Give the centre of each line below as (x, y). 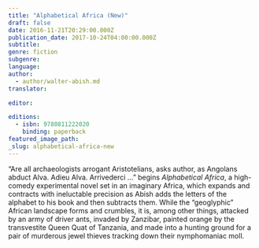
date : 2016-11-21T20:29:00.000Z (61, 30)
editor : (21, 103)
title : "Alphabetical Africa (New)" (68, 15)
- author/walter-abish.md (58, 81)
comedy (22, 185)
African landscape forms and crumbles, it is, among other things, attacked (129, 210)
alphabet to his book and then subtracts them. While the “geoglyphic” (121, 202)
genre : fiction (33, 52)
